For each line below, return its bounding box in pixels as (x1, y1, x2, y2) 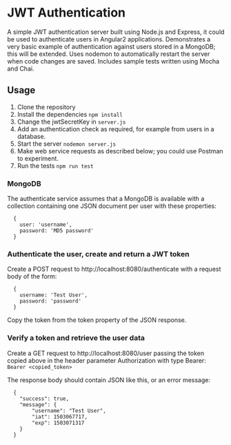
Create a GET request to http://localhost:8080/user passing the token (7, 349, 205, 357)
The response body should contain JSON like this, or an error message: (7, 375, 210, 384)
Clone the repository (17, 102, 76, 111)
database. (17, 132, 46, 140)
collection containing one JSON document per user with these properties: (7, 202, 217, 210)
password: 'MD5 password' (19, 227, 94, 234)
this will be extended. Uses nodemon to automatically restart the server (7, 50, 210, 58)
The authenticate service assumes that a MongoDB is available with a (7, 195, 205, 203)
